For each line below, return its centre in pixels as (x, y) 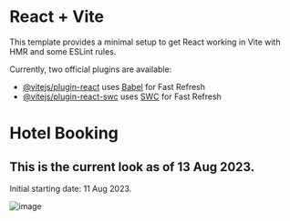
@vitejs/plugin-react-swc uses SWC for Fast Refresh (122, 96)
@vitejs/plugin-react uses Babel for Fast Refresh (114, 86)
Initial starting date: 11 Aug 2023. (71, 188)
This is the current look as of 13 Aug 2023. (132, 167)
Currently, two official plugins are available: (91, 69)
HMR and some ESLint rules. (63, 51)
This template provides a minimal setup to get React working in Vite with (145, 42)
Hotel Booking (64, 133)
